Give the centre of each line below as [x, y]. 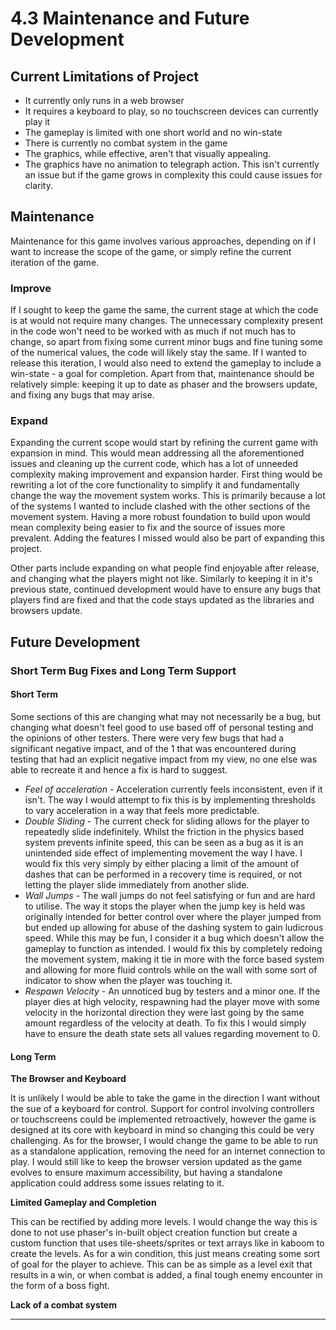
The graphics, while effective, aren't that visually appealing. [148, 153]
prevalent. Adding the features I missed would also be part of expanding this [167, 538]
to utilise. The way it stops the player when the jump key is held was [165, 906]
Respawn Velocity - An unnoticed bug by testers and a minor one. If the [172, 991]
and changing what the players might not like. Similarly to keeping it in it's [161, 579]
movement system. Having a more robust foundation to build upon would [160, 517]
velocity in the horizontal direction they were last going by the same [164, 1012]
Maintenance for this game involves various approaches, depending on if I [163, 241]
